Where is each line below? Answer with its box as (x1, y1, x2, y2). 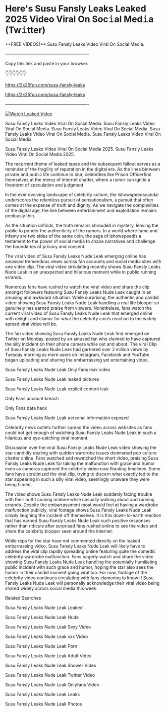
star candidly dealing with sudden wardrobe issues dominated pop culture (5, 449, 157, 455)
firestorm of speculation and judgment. (5, 182, 85, 188)
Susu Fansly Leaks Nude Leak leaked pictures (5, 376, 99, 382)
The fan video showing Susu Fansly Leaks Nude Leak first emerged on (5, 330, 150, 336)
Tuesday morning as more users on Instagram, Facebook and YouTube (5, 352, 150, 357)
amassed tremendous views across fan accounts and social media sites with (5, 258, 162, 264)
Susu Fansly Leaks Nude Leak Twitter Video (5, 672, 95, 678)
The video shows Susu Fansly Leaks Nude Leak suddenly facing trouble (5, 491, 153, 497)
